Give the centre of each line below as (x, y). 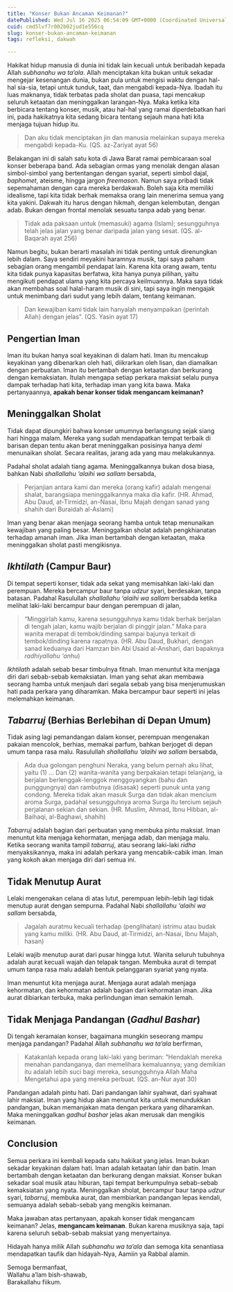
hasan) (34, 942)
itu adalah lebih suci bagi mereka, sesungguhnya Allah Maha (111, 1072)
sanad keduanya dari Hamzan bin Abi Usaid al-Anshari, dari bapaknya (124, 648)
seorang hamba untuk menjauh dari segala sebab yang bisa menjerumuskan (116, 683)
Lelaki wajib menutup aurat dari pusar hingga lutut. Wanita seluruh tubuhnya (116, 955)
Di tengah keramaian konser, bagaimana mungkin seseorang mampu (105, 1036)
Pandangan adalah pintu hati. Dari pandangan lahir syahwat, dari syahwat (112, 1093)
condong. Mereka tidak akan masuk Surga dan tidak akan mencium (120, 794)
